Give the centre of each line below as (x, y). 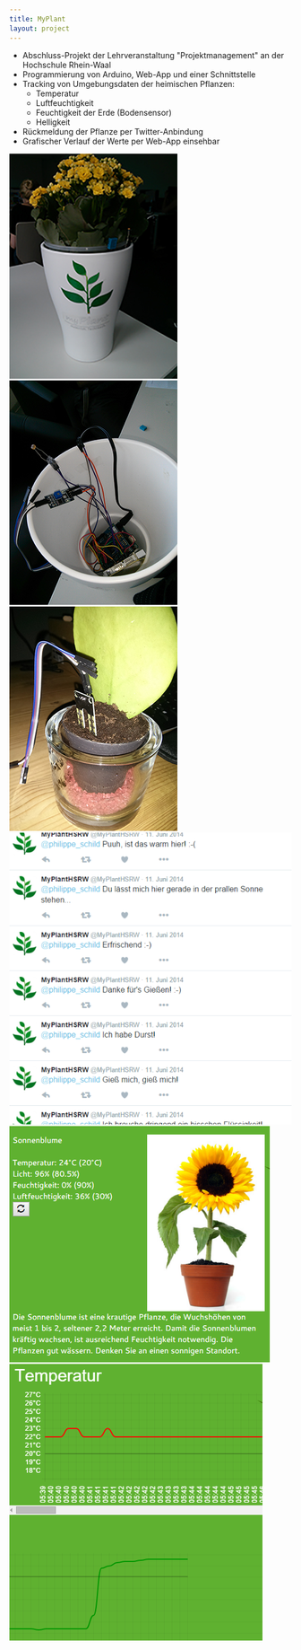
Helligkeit (53, 122)
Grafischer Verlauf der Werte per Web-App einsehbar (121, 141)
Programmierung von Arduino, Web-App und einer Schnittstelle (139, 74)
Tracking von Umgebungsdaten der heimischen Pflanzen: (129, 83)
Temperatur (57, 93)
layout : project (39, 28)
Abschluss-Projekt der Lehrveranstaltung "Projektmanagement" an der (153, 55)
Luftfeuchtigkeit (64, 102)
